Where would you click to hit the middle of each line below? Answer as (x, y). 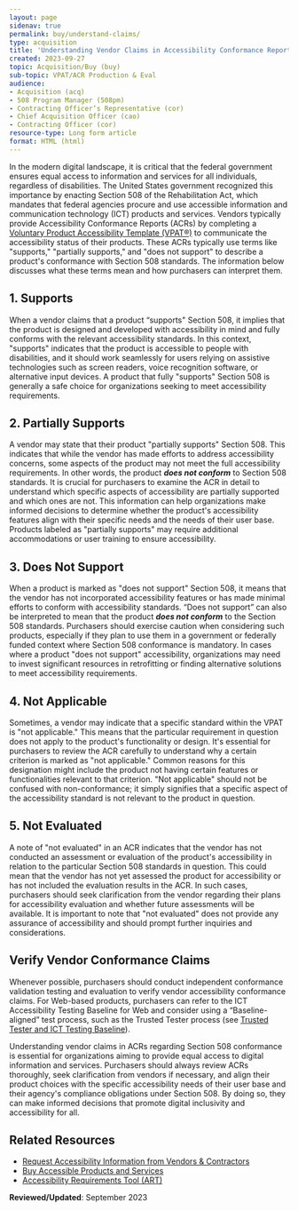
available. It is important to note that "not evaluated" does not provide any (144, 913)
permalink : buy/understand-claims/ (75, 34)
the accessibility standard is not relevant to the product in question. (132, 798)
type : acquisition (43, 42)
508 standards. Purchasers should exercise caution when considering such (147, 626)
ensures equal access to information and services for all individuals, (133, 176)
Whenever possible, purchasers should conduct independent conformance (146, 982)
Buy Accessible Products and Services (93, 1171)
